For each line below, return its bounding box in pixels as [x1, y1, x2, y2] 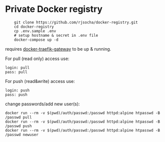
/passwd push [5, 123, 32, 129]
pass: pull [5, 70, 28, 74]
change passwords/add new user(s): [5, 101, 80, 107]
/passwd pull [5, 115, 32, 120]
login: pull [5, 65, 30, 70]
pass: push [5, 92, 28, 97]
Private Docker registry [5, 3, 103, 15]
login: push [5, 88, 30, 93]
